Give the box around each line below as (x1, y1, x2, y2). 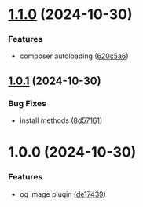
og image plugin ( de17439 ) (19, 189, 106, 198)
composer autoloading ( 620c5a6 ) (19, 51, 129, 61)
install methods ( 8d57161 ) (19, 116, 103, 125)
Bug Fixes (8, 98, 47, 109)
